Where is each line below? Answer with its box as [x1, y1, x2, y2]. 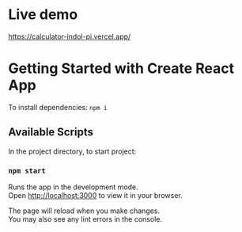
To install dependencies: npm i [8, 102, 108, 112]
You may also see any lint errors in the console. [8, 214, 162, 223]
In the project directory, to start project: [8, 146, 137, 156]
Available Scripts [8, 125, 93, 139]
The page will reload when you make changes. [8, 206, 161, 215]
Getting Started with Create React [8, 59, 235, 78]
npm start [8, 166, 46, 175]
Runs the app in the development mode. [8, 182, 138, 192]
